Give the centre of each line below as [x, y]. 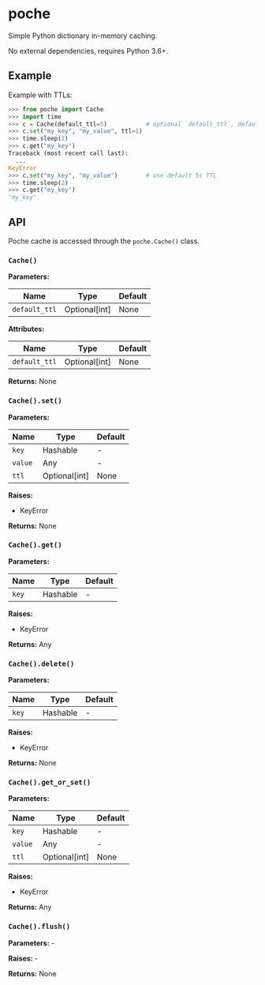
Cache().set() [35, 401]
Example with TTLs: [40, 95]
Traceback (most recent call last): [68, 153]
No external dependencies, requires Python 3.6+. [88, 51]
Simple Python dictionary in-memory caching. [83, 36]
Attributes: [26, 329]
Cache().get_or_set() [50, 782]
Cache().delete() [41, 664]
